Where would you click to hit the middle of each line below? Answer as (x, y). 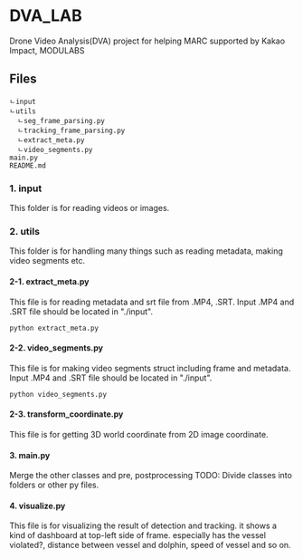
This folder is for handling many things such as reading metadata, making (146, 251)
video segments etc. (47, 261)
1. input (26, 188)
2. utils (25, 231)
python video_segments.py (58, 394)
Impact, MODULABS (47, 50)
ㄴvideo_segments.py (55, 149)
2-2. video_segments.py (57, 348)
